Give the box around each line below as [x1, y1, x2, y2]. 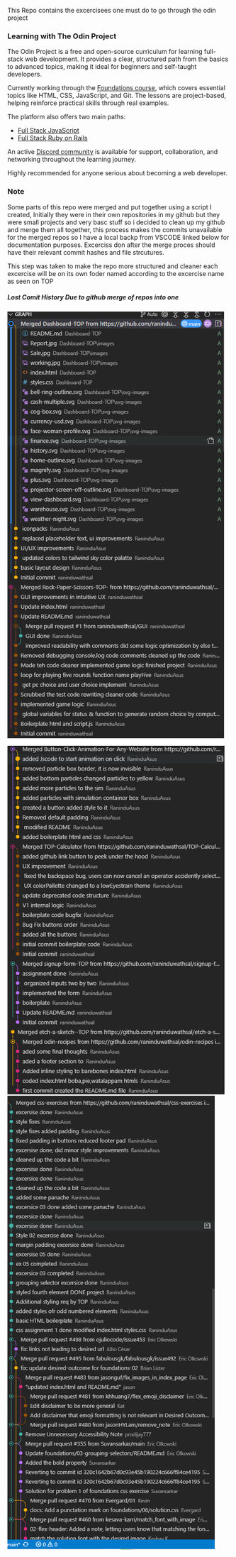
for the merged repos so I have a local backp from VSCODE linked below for [7, 233, 230, 241]
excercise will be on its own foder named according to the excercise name [7, 269, 225, 277]
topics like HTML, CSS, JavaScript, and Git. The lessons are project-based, [7, 92, 227, 100]
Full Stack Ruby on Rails [17, 134, 88, 143]
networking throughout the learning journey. [7, 155, 137, 164]
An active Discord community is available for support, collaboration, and [7, 148, 218, 156]
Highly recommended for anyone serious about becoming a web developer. [7, 169, 228, 177]
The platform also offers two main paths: [7, 113, 126, 121]
